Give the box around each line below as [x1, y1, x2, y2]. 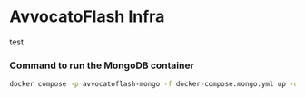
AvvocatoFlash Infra [9, 6, 165, 27]
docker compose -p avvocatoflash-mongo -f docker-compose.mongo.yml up [9, 80, 286, 89]
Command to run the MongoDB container [9, 59, 195, 72]
